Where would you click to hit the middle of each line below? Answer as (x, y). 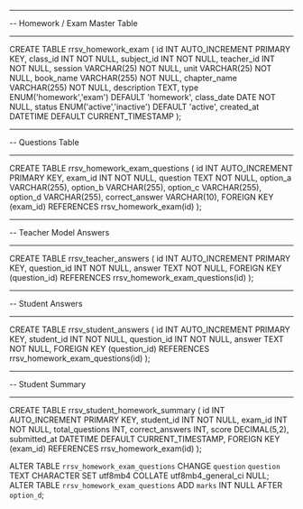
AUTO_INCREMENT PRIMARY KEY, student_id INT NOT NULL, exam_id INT (149, 420)
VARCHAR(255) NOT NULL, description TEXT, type (104, 88)
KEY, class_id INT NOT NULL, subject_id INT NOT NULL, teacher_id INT (142, 59)
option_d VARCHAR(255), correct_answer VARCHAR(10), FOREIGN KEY (142, 197)
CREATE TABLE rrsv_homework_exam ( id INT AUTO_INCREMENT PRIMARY (150, 49)
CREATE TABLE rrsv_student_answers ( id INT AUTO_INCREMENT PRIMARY (150, 329)
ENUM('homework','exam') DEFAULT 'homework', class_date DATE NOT (143, 97)
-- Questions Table (44, 142)
